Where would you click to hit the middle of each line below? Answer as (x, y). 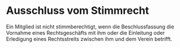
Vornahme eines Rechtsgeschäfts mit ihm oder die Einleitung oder (86, 32)
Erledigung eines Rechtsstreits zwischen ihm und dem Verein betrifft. (89, 39)
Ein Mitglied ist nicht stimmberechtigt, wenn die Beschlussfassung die (90, 27)
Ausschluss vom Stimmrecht (78, 11)
